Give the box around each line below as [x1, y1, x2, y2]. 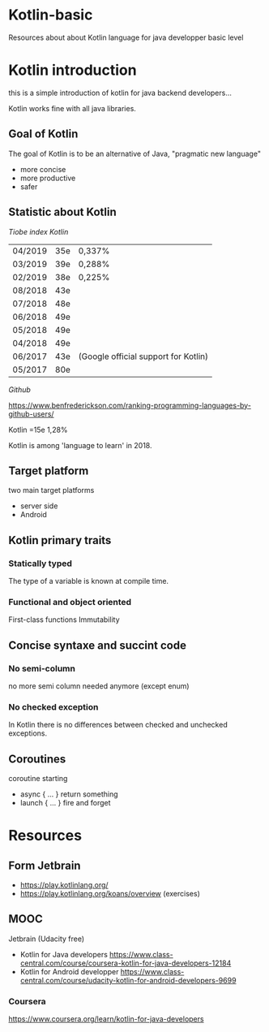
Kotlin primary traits [8, 533, 112, 547]
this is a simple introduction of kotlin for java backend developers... [8, 88, 233, 97]
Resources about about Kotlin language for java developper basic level [8, 32, 244, 42]
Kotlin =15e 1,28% [8, 425, 68, 434]
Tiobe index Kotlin [8, 227, 69, 236]
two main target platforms [8, 486, 95, 495]
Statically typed [8, 558, 73, 569]
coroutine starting [8, 774, 68, 784]
